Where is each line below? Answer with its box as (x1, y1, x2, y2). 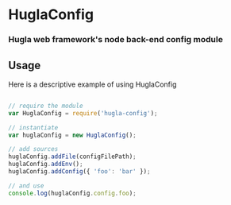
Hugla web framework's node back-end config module (8, 34, 224, 45)
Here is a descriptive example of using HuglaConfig (8, 79, 177, 89)
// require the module (8, 102, 83, 110)
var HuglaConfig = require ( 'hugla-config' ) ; (8, 109, 158, 117)
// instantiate (8, 123, 59, 132)
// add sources (8, 145, 59, 153)
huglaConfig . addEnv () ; (8, 161, 83, 168)
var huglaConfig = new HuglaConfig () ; (8, 131, 137, 139)
